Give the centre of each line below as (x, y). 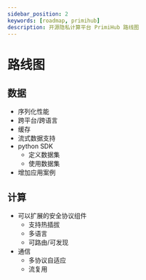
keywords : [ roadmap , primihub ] (54, 21)
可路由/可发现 (48, 242)
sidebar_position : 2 (38, 14)
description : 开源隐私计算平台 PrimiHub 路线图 (73, 27)
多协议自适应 (47, 260)
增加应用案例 (36, 172)
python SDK (35, 146)
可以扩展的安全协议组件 (52, 216)
